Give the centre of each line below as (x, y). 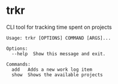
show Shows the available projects (57, 75)
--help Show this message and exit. (59, 54)
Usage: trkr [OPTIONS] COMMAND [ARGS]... (59, 38)
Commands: (19, 64)
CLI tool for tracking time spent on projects (59, 27)
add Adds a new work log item (52, 70)
